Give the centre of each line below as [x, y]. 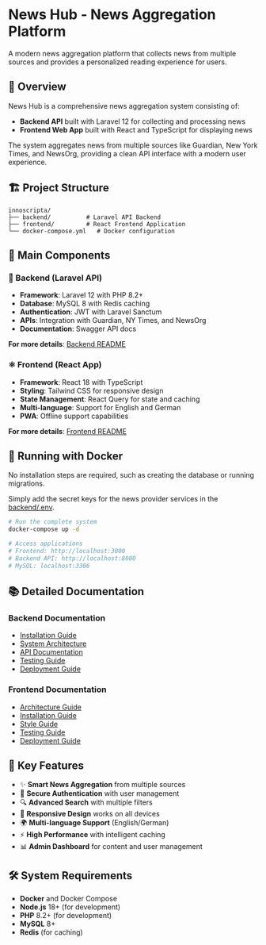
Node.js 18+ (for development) [70, 907]
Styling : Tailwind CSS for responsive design [91, 390]
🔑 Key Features [46, 765]
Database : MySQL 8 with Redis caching [85, 304]
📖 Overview [37, 87]
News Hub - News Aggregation [112, 15]
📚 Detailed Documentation [76, 592]
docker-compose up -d [44, 529]
